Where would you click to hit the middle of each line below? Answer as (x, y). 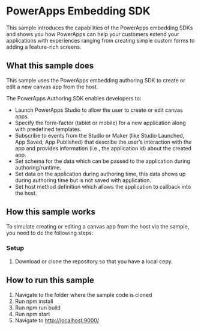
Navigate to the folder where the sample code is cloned (83, 295)
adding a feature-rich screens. (44, 47)
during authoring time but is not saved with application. (83, 180)
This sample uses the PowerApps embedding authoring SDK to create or (96, 80)
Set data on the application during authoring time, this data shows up (100, 174)
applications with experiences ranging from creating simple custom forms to (100, 40)
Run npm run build (38, 307)
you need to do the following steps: (50, 233)
